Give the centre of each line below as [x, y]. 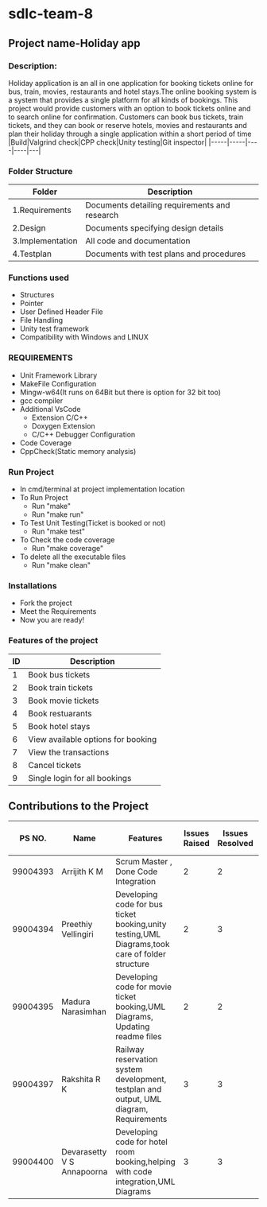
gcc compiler [41, 400]
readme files [138, 1037]
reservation [136, 1060]
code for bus [139, 905]
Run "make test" [58, 532]
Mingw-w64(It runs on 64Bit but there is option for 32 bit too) [120, 392]
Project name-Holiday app [74, 43]
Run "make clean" [61, 565]
